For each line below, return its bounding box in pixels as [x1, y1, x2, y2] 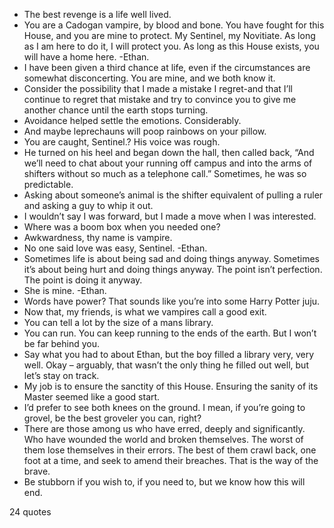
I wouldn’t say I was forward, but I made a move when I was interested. [23, 210, 317, 222]
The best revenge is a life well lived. [23, 9, 172, 20]
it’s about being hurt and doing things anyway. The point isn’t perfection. [23, 264, 323, 275]
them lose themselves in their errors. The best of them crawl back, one [23, 444, 317, 456]
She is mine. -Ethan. [23, 285, 107, 296]
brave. [23, 465, 51, 477]
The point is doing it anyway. [23, 274, 143, 286]
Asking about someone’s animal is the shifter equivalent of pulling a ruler [23, 189, 324, 201]
